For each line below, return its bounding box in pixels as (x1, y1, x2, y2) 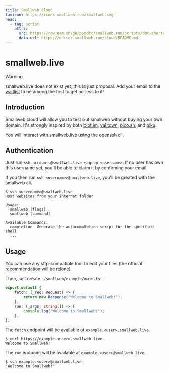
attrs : (14, 26, 28, 31)
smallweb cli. (5, 180, 32, 186)
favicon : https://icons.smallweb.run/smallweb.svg (5, 12, 114, 17)
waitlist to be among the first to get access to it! (5, 88, 104, 94)
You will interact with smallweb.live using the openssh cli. (5, 132, 124, 138)
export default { (5, 285, 42, 290)
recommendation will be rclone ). (5, 266, 72, 272)
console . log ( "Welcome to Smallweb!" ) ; (23, 308, 105, 314)
